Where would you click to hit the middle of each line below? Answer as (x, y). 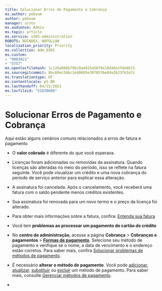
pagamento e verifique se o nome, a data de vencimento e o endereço (82, 245)
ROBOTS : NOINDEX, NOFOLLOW (32, 41)
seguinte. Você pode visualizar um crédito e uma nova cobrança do (79, 173)
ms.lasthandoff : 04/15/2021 (33, 86)
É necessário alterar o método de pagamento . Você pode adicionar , (80, 265)
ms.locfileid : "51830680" (31, 91)
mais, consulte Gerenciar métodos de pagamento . (62, 275)
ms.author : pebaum (23, 14)
